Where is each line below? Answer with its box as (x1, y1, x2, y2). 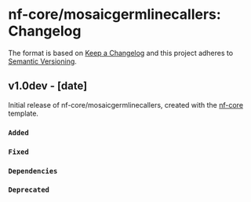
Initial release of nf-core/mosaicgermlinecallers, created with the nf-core (8, 100, 244, 109)
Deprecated (8, 185, 49, 194)
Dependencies (8, 167, 58, 175)
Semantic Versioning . (8, 57, 77, 66)
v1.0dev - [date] (8, 79, 88, 93)
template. (8, 108, 39, 118)
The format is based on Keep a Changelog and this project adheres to (8, 48, 234, 57)
